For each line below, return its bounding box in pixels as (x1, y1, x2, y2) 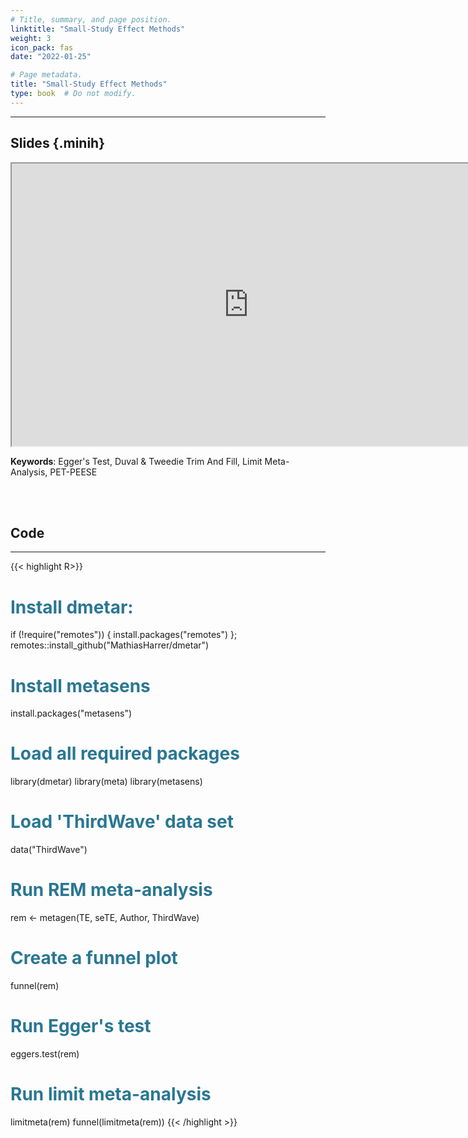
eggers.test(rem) (10, 1047, 80, 1060)
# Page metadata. (10, 70, 83, 80)
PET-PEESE (49, 466, 98, 478)
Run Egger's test (10, 1015, 152, 1038)
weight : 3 (10, 33, 52, 43)
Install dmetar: (10, 596, 134, 618)
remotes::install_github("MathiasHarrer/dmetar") (10, 639, 210, 651)
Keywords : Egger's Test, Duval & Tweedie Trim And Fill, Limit (10, 455, 263, 467)
